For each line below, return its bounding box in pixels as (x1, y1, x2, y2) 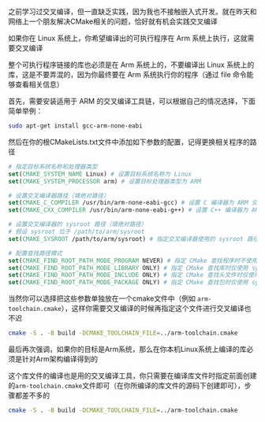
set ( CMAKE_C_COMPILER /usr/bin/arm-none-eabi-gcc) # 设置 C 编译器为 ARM (8, 199, 248, 207)
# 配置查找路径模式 (8, 249, 63, 257)
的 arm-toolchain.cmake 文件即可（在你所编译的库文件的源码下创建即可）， (8, 381, 245, 390)
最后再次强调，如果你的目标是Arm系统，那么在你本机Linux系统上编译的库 (8, 345, 247, 354)
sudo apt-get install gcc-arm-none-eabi (8, 122, 144, 130)
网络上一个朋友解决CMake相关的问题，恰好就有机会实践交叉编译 (8, 17, 218, 26)
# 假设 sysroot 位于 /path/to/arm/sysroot (8, 228, 145, 235)
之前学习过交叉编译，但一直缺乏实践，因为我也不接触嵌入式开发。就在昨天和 (8, 7, 257, 16)
